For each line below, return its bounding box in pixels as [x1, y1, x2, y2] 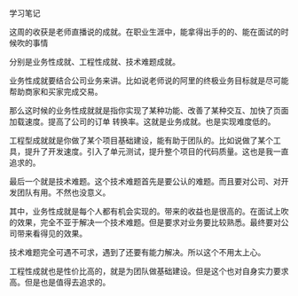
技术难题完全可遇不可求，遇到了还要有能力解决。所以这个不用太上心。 [9, 247, 266, 257]
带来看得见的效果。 [16, 229, 87, 238]
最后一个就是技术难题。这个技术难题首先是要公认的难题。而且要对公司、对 [9, 176, 281, 186]
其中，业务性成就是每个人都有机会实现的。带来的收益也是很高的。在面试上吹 [9, 206, 289, 216]
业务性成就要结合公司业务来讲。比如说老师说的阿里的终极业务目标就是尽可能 [9, 75, 289, 86]
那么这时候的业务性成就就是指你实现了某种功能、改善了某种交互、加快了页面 [9, 105, 289, 115]
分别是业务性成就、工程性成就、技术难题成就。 [9, 57, 180, 66]
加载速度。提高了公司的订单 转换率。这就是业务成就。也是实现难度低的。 [9, 116, 276, 127]
